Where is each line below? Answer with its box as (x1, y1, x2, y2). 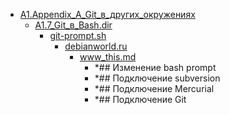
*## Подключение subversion (94, 72, 221, 84)
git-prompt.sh (49, 30, 107, 41)
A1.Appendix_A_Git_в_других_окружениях (19, 9, 196, 20)
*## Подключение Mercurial (94, 83, 215, 94)
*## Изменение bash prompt (94, 62, 217, 73)
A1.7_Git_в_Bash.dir (34, 19, 113, 31)
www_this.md (79, 51, 137, 63)
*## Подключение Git (94, 94, 187, 105)
